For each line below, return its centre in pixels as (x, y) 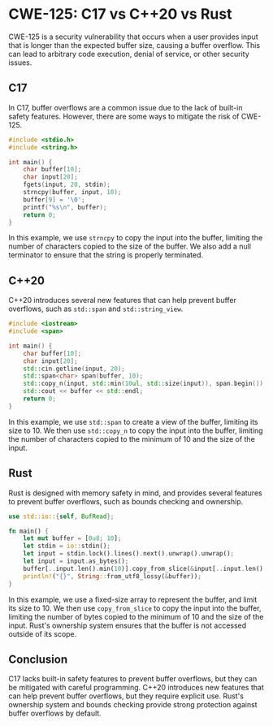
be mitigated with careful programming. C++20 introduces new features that (136, 688)
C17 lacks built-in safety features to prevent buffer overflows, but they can (133, 679)
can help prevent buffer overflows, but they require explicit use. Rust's (126, 696)
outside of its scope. (43, 633)
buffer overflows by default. (55, 713)
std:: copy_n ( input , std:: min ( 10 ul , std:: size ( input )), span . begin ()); (145, 384)
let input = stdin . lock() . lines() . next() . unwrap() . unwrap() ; (128, 554)
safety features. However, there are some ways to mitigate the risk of (124, 116)
